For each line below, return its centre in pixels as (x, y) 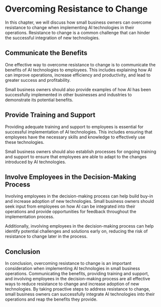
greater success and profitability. (38, 80)
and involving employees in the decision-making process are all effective (78, 279)
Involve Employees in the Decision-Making (71, 177)
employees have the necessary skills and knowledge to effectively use (75, 137)
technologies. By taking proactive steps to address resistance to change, (78, 289)
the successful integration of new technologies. (52, 38)
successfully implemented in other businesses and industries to (68, 94)
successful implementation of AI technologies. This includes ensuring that (79, 132)
